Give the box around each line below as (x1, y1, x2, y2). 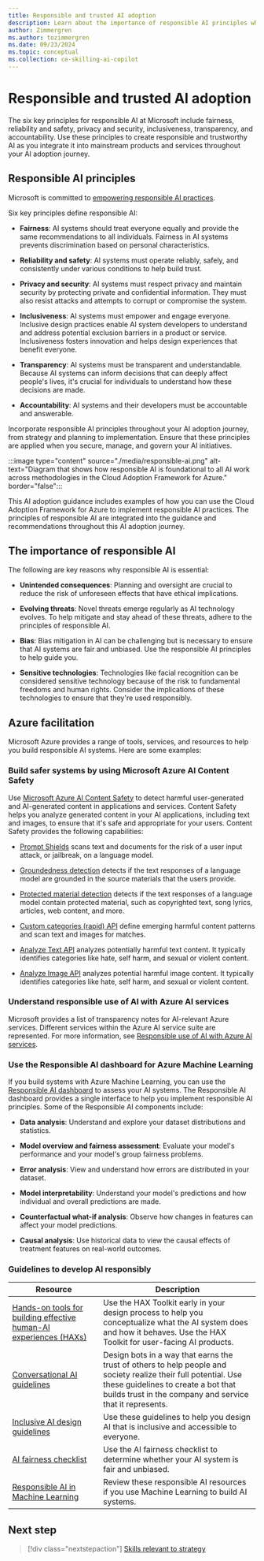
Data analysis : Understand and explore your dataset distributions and (19, 1117, 246, 1127)
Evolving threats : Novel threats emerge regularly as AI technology (19, 604, 236, 613)
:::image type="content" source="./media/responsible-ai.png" (8, 456, 208, 465)
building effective (12, 1312, 76, 1323)
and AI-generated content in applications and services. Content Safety (8, 801, 237, 810)
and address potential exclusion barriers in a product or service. (19, 328, 228, 337)
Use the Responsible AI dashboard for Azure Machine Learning (8, 1059, 254, 1070)
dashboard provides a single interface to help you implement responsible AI (8, 1093, 253, 1104)
